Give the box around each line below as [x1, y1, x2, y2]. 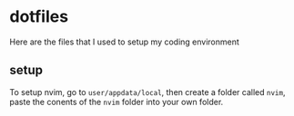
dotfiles [9, 6, 69, 27]
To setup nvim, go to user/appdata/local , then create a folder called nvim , [9, 86, 286, 97]
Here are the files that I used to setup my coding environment [9, 36, 239, 47]
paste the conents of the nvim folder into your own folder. [9, 96, 224, 107]
